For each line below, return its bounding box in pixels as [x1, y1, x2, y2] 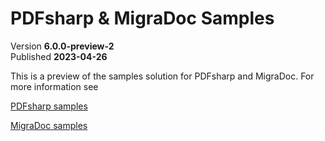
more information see [10, 80, 99, 92]
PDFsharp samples [10, 100, 88, 112]
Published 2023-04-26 [10, 50, 108, 62]
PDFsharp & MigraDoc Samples [10, 7, 275, 30]
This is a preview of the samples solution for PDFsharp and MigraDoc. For [10, 70, 315, 82]
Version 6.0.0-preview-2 [10, 40, 115, 52]
